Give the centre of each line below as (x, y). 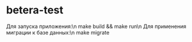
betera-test (35, 10)
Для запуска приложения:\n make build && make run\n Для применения (96, 26)
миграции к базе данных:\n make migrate (58, 32)
